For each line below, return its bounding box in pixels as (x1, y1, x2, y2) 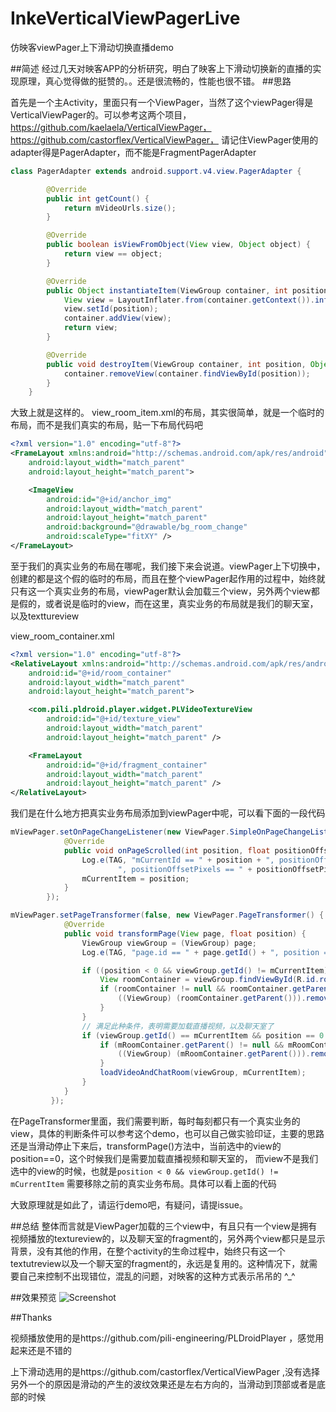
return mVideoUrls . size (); (63, 203, 177, 213)
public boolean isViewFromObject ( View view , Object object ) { (46, 240, 311, 250)
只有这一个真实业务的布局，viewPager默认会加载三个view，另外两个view (10, 585, 312, 597)
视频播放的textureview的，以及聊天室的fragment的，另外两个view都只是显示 (10, 1232, 326, 1244)
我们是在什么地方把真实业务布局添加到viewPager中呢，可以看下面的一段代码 (10, 807, 326, 819)
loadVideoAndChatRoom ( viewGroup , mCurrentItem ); (99, 1068, 307, 1078)
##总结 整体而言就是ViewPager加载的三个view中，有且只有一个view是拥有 (10, 1220, 318, 1232)
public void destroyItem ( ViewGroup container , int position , (46, 359, 307, 369)
